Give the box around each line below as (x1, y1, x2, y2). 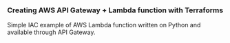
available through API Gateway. (7, 28, 96, 36)
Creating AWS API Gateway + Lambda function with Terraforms (7, 5, 224, 15)
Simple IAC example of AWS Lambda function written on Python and (7, 21, 201, 29)
